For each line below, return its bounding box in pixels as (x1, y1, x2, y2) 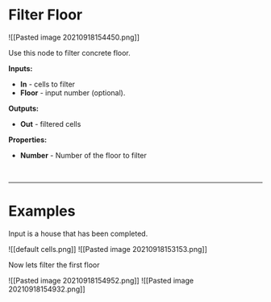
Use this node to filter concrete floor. (8, 48, 131, 57)
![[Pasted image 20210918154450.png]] (8, 32, 140, 42)
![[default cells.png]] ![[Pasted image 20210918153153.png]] (8, 244, 208, 254)
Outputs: (8, 103, 39, 113)
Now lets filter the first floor (8, 260, 100, 270)
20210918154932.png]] (8, 284, 86, 294)
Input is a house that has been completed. (8, 229, 148, 238)
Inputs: (8, 63, 33, 73)
